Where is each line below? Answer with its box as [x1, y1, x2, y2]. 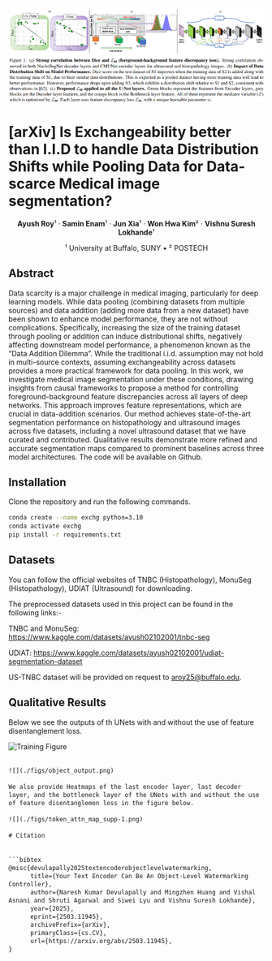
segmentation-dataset [8, 656, 83, 666]
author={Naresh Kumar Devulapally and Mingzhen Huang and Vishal [29, 888, 256, 896]
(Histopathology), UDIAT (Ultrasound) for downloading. [8, 583, 193, 593]
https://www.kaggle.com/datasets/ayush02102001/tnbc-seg [8, 631, 210, 642]
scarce [8, 175, 56, 192]
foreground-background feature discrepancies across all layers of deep [8, 391, 248, 401]
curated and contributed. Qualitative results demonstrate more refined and [8, 434, 257, 444]
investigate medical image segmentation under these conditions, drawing [8, 374, 254, 384]
